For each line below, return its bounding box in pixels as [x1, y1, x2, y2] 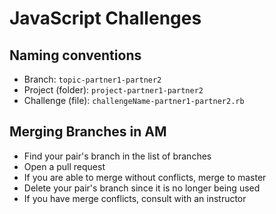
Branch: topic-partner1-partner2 [23, 73, 162, 85]
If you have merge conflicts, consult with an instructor [23, 192, 247, 204]
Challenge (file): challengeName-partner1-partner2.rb [23, 95, 245, 106]
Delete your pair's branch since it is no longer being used [23, 182, 261, 194]
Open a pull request [23, 160, 106, 172]
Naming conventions [9, 47, 142, 64]
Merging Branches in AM [9, 123, 167, 141]
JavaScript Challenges [9, 7, 202, 30]
